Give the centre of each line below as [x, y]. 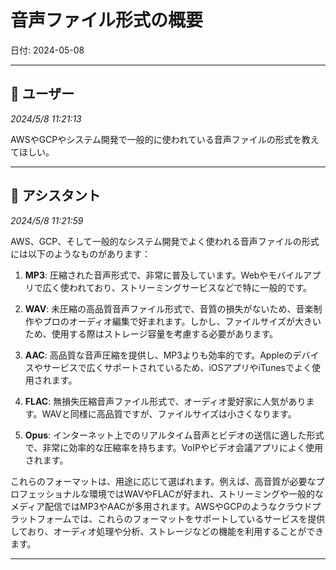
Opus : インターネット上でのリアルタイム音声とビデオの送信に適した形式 [174, 435]
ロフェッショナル [45, 493]
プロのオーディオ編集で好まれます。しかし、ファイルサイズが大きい [182, 321]
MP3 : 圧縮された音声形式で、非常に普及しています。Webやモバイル [164, 275]
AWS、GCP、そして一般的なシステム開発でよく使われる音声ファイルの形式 [165, 241]
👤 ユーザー [42, 94]
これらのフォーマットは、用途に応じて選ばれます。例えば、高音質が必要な [163, 481]
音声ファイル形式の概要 [107, 20]
